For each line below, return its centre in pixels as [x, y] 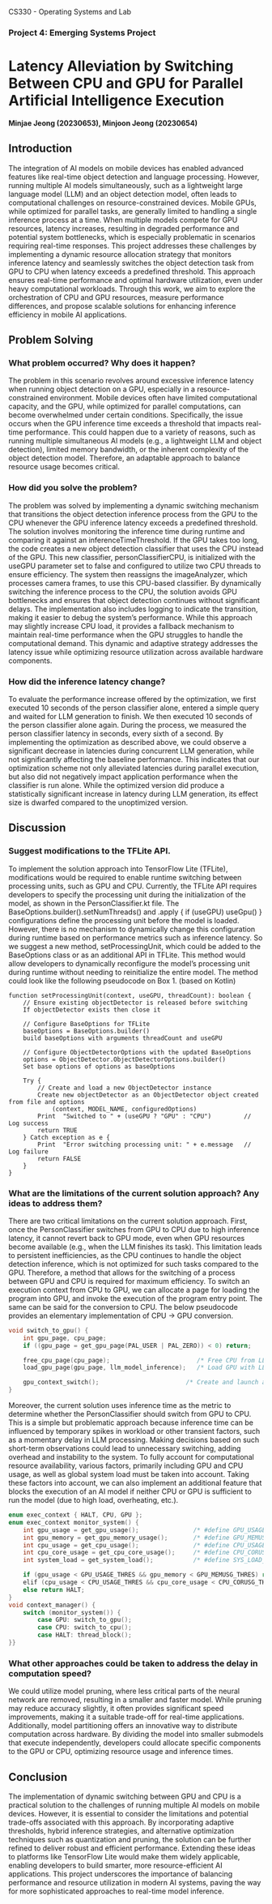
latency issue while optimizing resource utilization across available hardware [136, 652]
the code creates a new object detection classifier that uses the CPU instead [136, 548]
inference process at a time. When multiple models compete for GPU [123, 220]
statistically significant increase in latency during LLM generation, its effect [134, 794]
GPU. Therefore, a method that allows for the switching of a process [122, 1273]
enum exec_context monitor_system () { [74, 1522]
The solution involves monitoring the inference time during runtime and [127, 531]
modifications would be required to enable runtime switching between [125, 877]
